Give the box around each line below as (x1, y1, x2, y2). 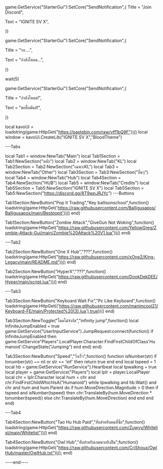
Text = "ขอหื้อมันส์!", (5, 105, 41, 110)
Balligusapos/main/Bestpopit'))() (5, 210, 70, 216)
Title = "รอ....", (5, 47, 33, 53)
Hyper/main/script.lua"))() (5, 279, 57, 285)
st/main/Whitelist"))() (5, 430, 47, 435)
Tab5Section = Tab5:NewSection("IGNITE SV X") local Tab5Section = (5, 185, 145, 191)
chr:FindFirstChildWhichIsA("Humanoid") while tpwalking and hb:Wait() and (5, 380, 157, 385)
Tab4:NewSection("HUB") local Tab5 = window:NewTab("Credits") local (5, 180, 149, 186)
